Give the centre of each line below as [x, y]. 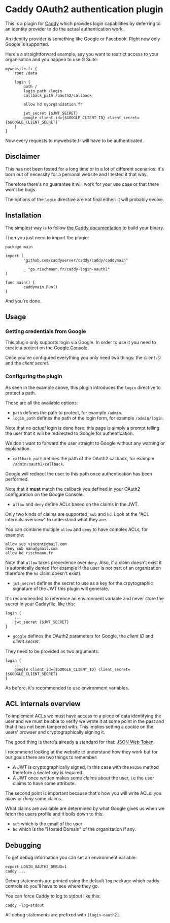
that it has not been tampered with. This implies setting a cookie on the [79, 727]
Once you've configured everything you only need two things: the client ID [83, 358]
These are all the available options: [42, 403]
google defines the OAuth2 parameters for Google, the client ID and [83, 636]
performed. [17, 479]
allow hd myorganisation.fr [53, 104]
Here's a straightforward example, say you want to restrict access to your [82, 54]
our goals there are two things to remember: [52, 758]
